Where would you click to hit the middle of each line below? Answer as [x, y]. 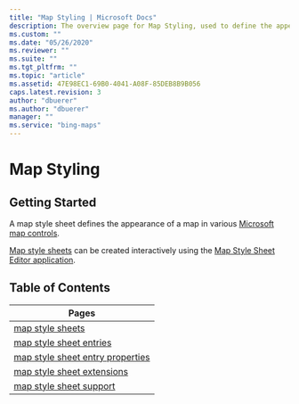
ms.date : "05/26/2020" [51, 42]
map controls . [35, 233]
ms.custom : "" [36, 34]
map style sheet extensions [71, 371]
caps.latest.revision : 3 [55, 92]
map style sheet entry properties [82, 357]
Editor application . [42, 260]
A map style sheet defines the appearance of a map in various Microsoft [141, 223]
